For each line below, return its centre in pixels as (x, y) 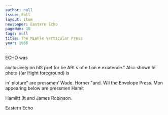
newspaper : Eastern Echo (31, 24)
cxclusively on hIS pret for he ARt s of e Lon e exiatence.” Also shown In (80, 67)
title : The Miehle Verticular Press (44, 39)
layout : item (19, 19)
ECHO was (16, 57)
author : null (19, 10)
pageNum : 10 (18, 29)
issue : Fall (18, 15)
